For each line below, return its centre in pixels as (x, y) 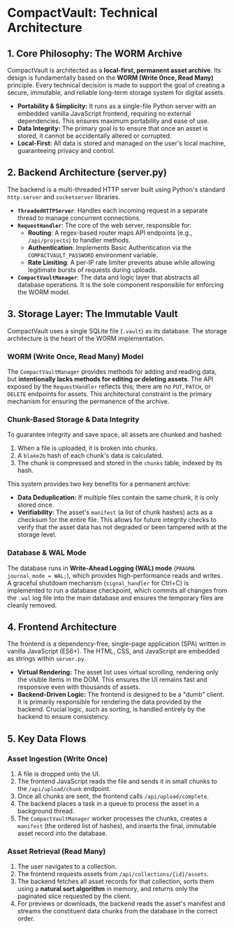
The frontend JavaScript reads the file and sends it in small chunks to (117, 781)
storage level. (37, 535)
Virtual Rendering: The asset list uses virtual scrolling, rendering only (118, 672)
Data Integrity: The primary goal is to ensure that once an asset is (112, 128)
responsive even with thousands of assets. (79, 687)
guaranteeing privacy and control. (66, 151)
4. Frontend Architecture (62, 627)
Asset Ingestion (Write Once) (58, 758)
